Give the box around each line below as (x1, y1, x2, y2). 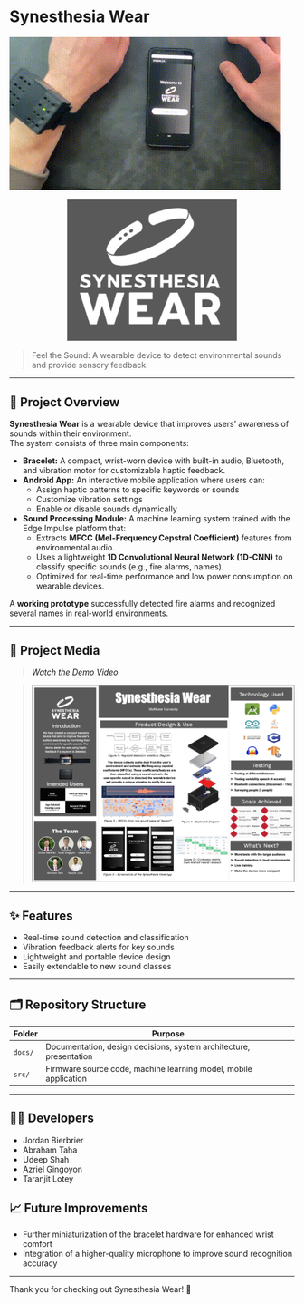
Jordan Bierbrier (22, 1134, 84, 1145)
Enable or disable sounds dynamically (35, 503, 178, 514)
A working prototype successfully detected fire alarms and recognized (9, 598, 276, 609)
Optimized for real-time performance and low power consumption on (35, 571, 294, 582)
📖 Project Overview (9, 394, 120, 410)
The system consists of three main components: (9, 438, 190, 449)
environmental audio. (35, 542, 115, 553)
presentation (45, 1051, 93, 1062)
